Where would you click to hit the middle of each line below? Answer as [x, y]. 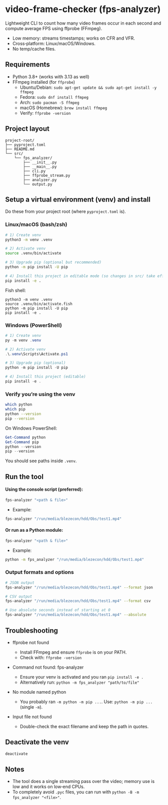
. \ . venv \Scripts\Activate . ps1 [37, 354]
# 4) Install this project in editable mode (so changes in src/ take [80, 276]
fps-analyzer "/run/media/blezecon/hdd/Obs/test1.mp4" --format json [79, 587]
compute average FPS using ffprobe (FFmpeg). [54, 28]
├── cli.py [34, 171]
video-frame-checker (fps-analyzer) [83, 9]
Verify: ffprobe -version [45, 113]
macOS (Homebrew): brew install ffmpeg [63, 108]
